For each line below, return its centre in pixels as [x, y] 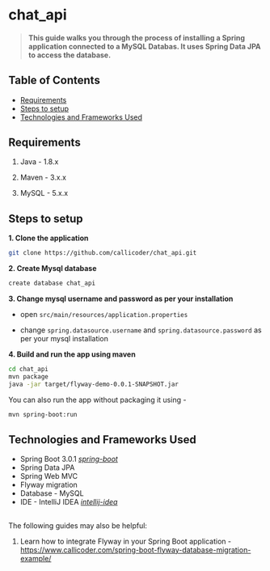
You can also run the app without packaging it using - [97, 400]
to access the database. [70, 55]
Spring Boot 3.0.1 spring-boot [69, 459]
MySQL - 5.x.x [44, 193]
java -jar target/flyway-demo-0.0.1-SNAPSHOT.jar [94, 384]
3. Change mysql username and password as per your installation [121, 298]
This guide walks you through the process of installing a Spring [136, 37]
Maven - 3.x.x [43, 178]
